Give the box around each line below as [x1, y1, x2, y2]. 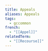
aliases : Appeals [5, 12, 40, 17]
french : [5, 25, 21, 30]
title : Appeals [5, 7, 36, 12]
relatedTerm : [5, 34, 31, 39]
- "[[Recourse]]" [9, 39, 44, 44]
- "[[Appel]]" [9, 30, 37, 34]
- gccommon [9, 20, 31, 26]
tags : [5, 16, 16, 21]
